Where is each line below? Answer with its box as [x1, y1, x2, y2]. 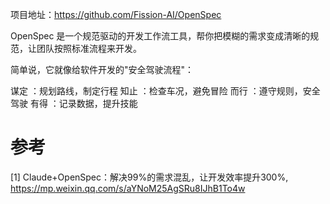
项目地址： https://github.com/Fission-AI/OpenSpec [10, 9, 222, 20]
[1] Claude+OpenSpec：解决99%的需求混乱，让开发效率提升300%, [10, 171, 289, 183]
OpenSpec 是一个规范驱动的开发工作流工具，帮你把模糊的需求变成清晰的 [10, 30, 311, 42]
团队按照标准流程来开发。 [36, 43, 142, 54]
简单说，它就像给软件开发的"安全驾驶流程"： [10, 64, 195, 75]
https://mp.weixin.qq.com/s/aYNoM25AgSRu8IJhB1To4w [10, 182, 246, 194]
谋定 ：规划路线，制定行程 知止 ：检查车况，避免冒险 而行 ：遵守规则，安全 [10, 85, 321, 97]
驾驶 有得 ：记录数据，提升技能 [10, 98, 138, 109]
